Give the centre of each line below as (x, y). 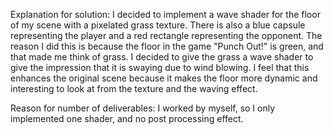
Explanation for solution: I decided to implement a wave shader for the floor (165, 14)
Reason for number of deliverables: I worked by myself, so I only (143, 108)
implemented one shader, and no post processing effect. (127, 118)
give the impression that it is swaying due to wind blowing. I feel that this (160, 67)
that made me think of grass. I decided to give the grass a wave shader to (162, 57)
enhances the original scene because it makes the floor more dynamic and (164, 78)
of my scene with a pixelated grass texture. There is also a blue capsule (158, 25)
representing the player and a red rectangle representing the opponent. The (166, 35)
